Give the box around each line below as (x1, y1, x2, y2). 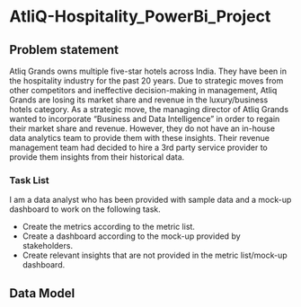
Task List (9, 173, 49, 186)
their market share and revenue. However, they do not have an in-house (9, 123, 276, 134)
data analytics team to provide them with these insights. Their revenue (9, 133, 270, 143)
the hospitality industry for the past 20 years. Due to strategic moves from (9, 75, 284, 86)
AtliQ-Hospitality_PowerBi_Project (9, 6, 271, 27)
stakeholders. (22, 241, 74, 251)
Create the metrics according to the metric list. (22, 222, 196, 232)
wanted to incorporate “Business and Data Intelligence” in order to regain (9, 114, 280, 124)
